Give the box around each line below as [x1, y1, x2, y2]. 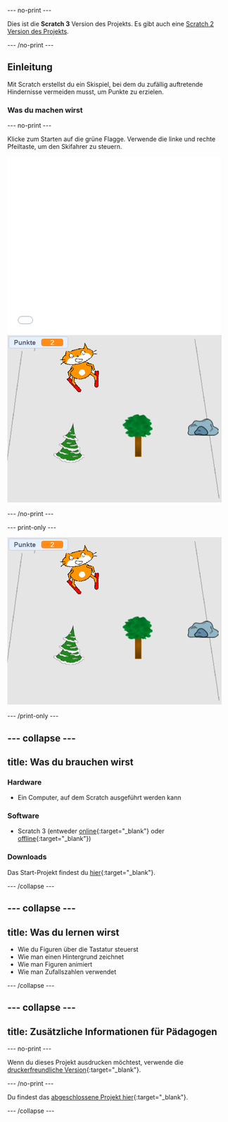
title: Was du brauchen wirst [7, 756, 134, 768]
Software [7, 811, 40, 821]
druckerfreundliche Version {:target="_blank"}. [7, 1066, 141, 1074]
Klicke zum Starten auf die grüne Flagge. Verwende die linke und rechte [7, 135, 216, 143]
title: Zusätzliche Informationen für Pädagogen [7, 1025, 217, 1037]
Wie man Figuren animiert [17, 960, 93, 968]
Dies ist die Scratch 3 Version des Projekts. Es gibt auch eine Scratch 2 [7, 20, 215, 28]
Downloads [7, 852, 47, 862]
